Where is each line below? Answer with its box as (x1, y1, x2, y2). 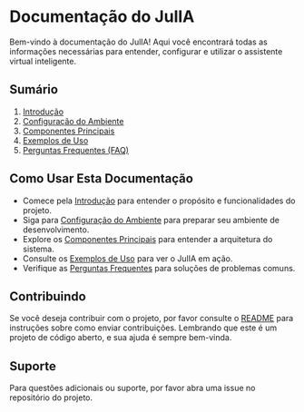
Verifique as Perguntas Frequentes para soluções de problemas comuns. (22, 262, 296, 273)
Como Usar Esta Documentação (9, 171, 193, 187)
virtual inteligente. (9, 55, 77, 66)
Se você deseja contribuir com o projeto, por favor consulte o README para (9, 313, 294, 324)
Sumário (9, 82, 59, 97)
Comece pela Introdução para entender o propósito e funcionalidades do (22, 195, 296, 206)
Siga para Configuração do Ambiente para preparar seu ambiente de (22, 214, 279, 225)
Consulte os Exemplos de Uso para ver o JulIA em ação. (22, 252, 233, 264)
